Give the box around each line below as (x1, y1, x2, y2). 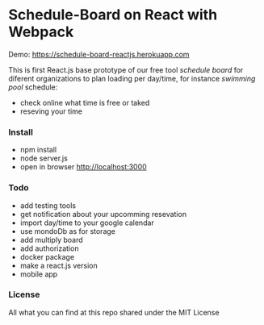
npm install (19, 145, 57, 155)
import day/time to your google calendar (19, 218, 155, 227)
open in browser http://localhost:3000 (19, 162, 147, 172)
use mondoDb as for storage (19, 226, 115, 235)
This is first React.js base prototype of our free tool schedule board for (8, 65, 244, 74)
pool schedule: (8, 82, 58, 92)
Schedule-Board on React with (8, 6, 218, 24)
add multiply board (19, 235, 83, 244)
